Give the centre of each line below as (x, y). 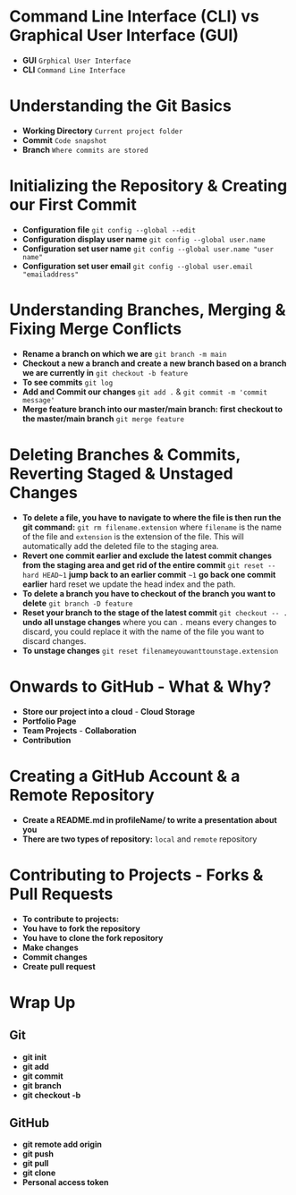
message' (38, 400)
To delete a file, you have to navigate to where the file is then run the (152, 517)
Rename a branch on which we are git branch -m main (124, 353)
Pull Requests (61, 894)
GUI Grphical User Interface (76, 60)
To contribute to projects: (70, 919)
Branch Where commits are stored (85, 149)
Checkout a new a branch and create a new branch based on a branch (154, 363)
